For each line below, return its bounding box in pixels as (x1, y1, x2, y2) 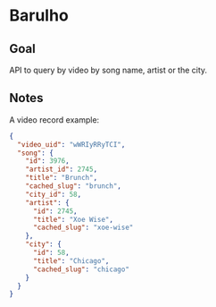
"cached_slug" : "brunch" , (25, 182, 122, 191)
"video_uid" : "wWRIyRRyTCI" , (17, 140, 126, 149)
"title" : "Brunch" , (25, 174, 98, 183)
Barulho (9, 5, 69, 26)
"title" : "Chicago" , (32, 256, 110, 265)
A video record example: (9, 114, 100, 125)
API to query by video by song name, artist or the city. (9, 64, 208, 75)
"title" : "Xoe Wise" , (32, 215, 114, 224)
